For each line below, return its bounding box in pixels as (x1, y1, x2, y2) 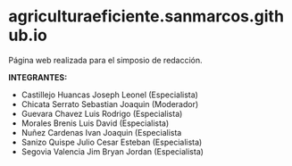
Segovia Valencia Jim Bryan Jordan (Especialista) (21, 145, 204, 157)
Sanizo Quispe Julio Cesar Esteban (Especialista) (21, 137, 203, 147)
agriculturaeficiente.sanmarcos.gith (8, 6, 285, 27)
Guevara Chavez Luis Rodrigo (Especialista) (21, 108, 183, 119)
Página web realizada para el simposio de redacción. (8, 54, 203, 65)
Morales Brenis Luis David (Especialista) (21, 118, 170, 129)
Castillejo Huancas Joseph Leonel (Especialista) (21, 89, 198, 100)
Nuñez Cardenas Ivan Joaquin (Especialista (21, 127, 182, 137)
